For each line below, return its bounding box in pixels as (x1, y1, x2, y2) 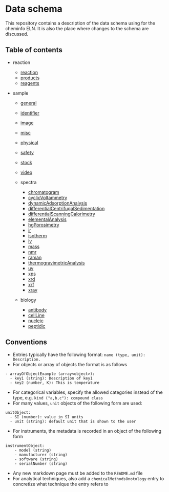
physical (20, 139, 38, 146)
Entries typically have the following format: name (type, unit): (12, 351, 146, 357)
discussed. (5, 31, 29, 37)
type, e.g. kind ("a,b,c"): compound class (12, 394, 103, 400)
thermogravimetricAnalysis (28, 259, 85, 266)
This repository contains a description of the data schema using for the (5, 20, 155, 26)
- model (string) (14, 448, 52, 453)
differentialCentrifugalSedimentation (28, 205, 105, 211)
